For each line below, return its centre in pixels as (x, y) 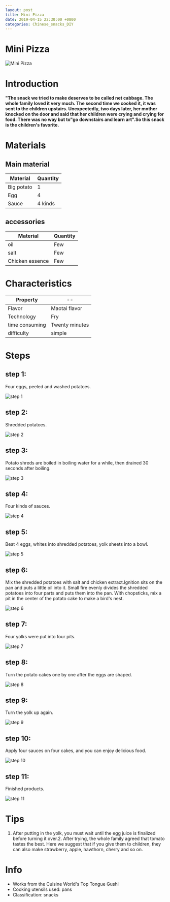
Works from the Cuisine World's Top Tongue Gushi (66, 884)
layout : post (19, 10)
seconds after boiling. (28, 468)
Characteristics (39, 284)
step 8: (16, 662)
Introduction (32, 84)
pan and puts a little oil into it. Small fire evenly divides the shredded (77, 587)
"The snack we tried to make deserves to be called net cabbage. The (79, 98)
